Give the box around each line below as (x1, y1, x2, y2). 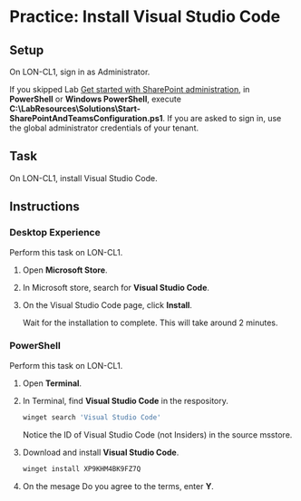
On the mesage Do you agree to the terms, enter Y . (22, 480, 215, 491)
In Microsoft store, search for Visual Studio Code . (22, 282, 210, 293)
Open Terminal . (22, 378, 83, 389)
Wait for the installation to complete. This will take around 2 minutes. (22, 317, 278, 328)
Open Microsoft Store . (22, 265, 108, 275)
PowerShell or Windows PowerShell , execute (9, 93, 181, 104)
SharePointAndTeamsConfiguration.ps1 (9, 113, 163, 123)
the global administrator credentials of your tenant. (9, 122, 199, 133)
